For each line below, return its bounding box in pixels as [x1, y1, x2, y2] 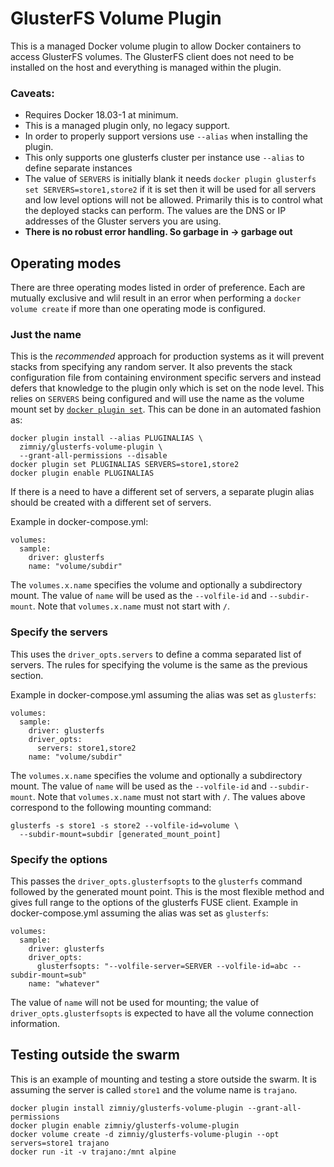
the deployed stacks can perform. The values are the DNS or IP [24, 205, 287, 217]
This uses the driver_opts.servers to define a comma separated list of [10, 648, 302, 660]
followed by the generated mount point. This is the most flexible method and [10, 885, 325, 897]
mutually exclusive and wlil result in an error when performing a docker [10, 292, 302, 304]
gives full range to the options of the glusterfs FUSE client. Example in [10, 896, 299, 908]
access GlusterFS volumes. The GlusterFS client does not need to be [10, 50, 295, 62]
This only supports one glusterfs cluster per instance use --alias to [24, 152, 305, 164]
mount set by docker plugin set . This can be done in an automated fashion [10, 403, 322, 416]
